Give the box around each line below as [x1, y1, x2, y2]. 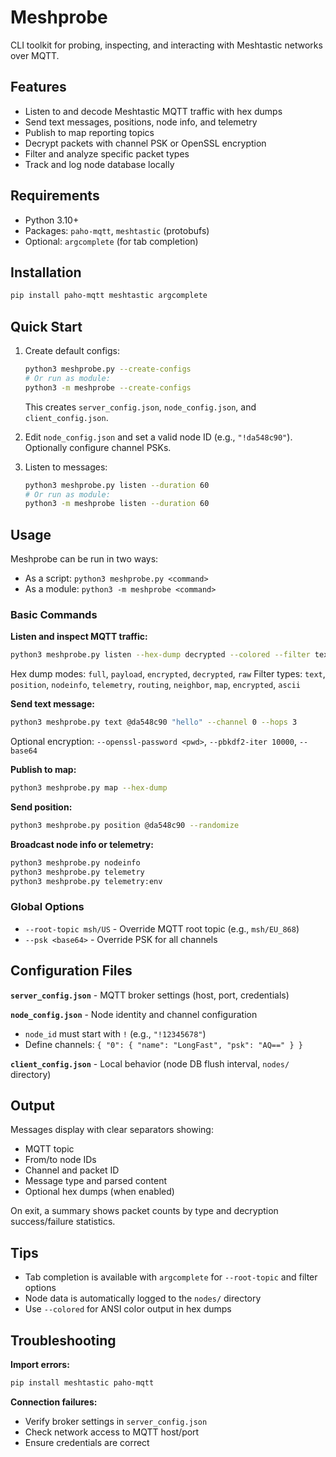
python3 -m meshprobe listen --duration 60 [24, 499, 210, 509]
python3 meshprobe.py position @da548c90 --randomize [10, 821, 240, 831]
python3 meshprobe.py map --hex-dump [10, 783, 168, 793]
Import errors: [10, 1359, 70, 1371]
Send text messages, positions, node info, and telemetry [24, 116, 258, 128]
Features [10, 79, 67, 96]
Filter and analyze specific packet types [24, 147, 190, 160]
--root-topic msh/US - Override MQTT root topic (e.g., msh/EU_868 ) [24, 922, 300, 935]
